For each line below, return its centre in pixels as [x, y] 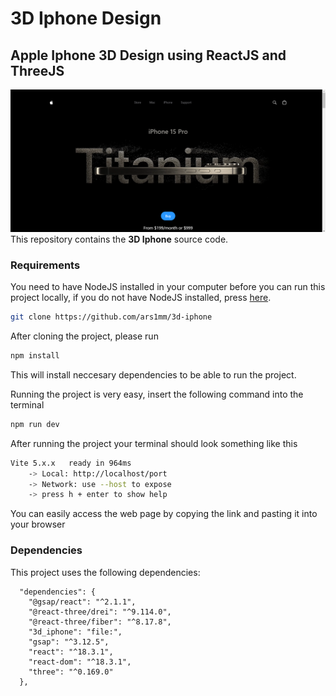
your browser [38, 524]
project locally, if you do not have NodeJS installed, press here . [141, 298]
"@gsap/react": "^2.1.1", [82, 602]
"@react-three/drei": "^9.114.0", [100, 612]
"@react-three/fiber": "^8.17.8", [100, 622]
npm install [35, 356]
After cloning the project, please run [84, 336]
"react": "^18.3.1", [71, 652]
